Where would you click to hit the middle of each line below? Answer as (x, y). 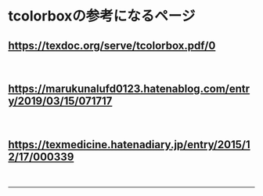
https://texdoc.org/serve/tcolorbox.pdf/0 (112, 45)
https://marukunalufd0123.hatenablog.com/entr (129, 89)
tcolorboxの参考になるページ (102, 16)
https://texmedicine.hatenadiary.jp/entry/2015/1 (129, 145)
